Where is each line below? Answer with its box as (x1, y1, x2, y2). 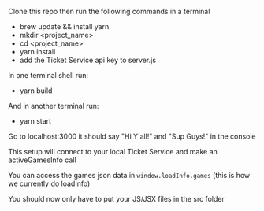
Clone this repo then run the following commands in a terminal (8, 7, 210, 16)
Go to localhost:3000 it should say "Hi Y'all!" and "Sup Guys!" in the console (8, 131, 256, 141)
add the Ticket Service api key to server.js (19, 55, 156, 65)
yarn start (19, 117, 52, 125)
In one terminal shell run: (8, 71, 89, 80)
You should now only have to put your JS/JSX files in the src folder (8, 194, 225, 203)
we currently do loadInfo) (8, 179, 91, 188)
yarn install (19, 47, 56, 56)
